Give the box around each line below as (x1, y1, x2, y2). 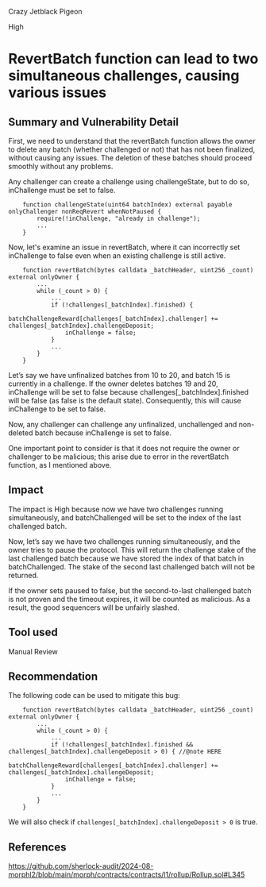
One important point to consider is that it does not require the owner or (8, 444, 240, 453)
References (8, 840, 67, 854)
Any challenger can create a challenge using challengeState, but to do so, (8, 177, 250, 186)
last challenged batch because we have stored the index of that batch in (8, 553, 245, 563)
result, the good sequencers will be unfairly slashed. (8, 603, 180, 612)
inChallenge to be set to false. (8, 404, 106, 414)
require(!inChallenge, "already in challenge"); (37, 214, 201, 222)
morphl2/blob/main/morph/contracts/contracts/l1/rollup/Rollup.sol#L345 (8, 870, 245, 880)
